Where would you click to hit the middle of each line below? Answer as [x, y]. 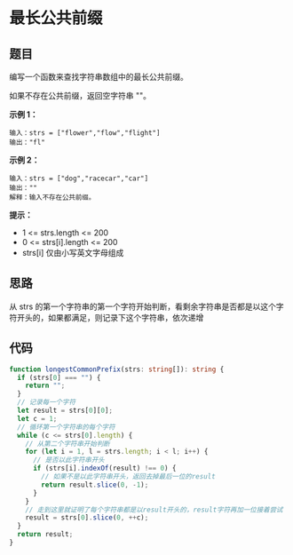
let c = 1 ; [37, 418]
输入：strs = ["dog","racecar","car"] [79, 178]
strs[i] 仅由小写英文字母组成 [73, 253]
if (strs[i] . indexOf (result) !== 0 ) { [104, 468]
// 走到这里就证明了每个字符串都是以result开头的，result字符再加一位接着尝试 [154, 510]
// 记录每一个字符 [47, 402]
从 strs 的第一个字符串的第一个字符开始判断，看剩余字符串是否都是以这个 [143, 306]
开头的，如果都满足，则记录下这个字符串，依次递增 [110, 317]
